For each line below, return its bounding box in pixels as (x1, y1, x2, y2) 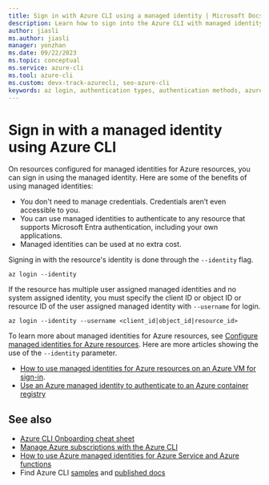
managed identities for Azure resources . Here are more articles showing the (8, 340, 259, 350)
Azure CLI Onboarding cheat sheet (19, 434, 134, 443)
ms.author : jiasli (8, 34, 70, 42)
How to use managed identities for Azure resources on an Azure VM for (19, 364, 256, 374)
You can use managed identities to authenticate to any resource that (19, 214, 246, 224)
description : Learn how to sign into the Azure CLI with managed (8, 19, 231, 27)
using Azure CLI (8, 138, 117, 156)
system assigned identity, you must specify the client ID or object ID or (8, 293, 242, 303)
